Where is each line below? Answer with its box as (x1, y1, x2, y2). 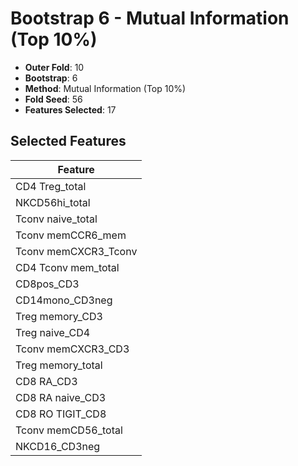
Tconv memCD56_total (15, 423, 123, 437)
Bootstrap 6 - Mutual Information (10, 7, 290, 30)
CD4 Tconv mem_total (15, 260, 120, 274)
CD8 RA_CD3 (15, 374, 78, 388)
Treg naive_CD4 (15, 325, 91, 339)
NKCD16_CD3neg (15, 439, 101, 453)
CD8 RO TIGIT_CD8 (15, 407, 107, 421)
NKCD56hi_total (15, 195, 91, 209)
